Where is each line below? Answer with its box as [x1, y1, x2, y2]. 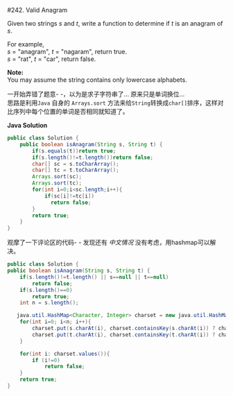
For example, [7, 40, 45, 48]
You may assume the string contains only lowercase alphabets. [7, 76, 187, 84]
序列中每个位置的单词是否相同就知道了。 [12, 107, 129, 115]
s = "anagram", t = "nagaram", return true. [7, 48, 128, 55]
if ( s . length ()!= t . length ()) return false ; [32, 154, 154, 161]
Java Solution [7, 121, 48, 129]
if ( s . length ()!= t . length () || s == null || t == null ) [19, 273, 169, 280]
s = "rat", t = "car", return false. [7, 55, 96, 63]
